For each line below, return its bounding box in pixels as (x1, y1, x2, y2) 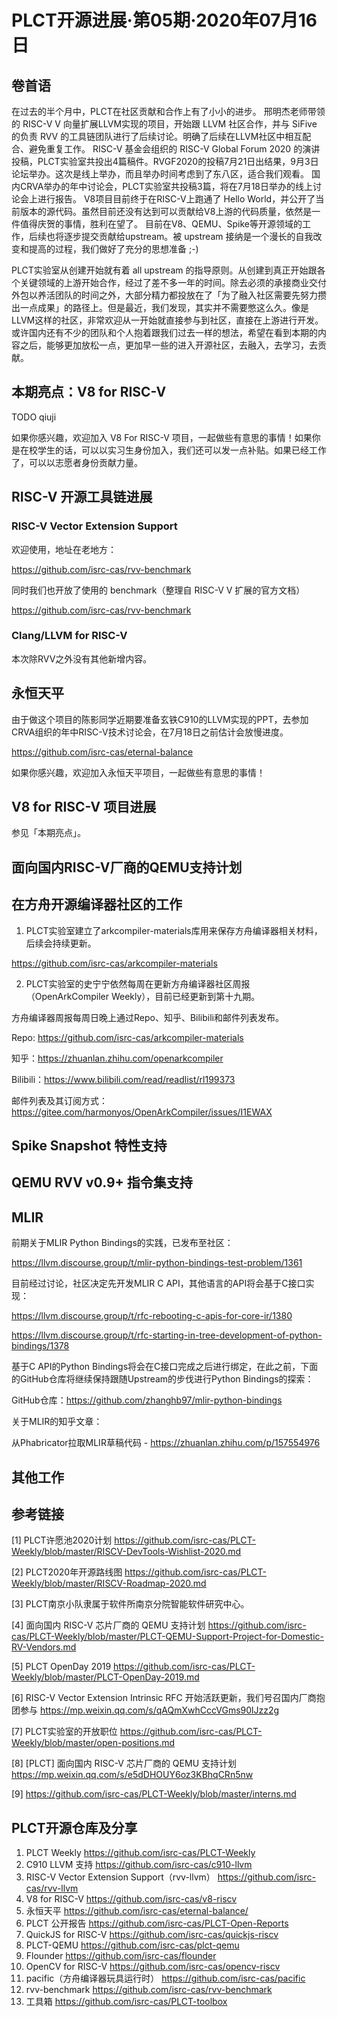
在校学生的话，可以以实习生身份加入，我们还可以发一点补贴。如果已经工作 (19, 444, 327, 456)
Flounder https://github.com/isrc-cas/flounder (25, 1950, 217, 1962)
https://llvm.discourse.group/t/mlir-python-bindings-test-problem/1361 (11, 1257, 303, 1269)
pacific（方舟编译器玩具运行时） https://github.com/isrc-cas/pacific (25, 1972, 306, 1985)
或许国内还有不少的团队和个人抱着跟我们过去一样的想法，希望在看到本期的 (11, 327, 318, 338)
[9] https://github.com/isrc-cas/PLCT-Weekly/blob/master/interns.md (11, 1788, 297, 1800)
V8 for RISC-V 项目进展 (11, 799, 157, 815)
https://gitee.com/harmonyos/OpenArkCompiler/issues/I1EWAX (11, 1106, 273, 1118)
